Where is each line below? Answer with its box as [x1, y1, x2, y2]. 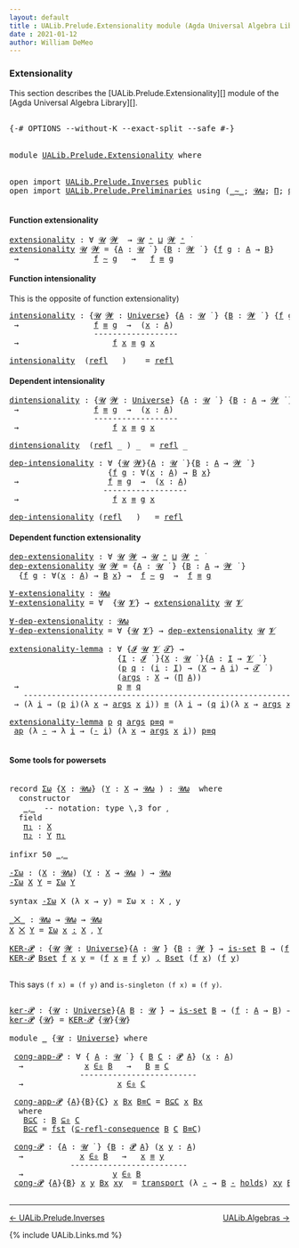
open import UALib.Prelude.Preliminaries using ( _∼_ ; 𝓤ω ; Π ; [9, 185, 284, 196]
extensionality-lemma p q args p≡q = [9, 717, 174, 727]
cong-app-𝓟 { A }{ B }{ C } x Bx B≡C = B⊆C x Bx [13, 1097, 203, 1106]
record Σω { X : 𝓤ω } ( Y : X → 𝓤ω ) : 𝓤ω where [9, 783, 223, 794]
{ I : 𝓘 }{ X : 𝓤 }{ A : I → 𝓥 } [117, 654, 268, 664]
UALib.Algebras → [222, 1212, 290, 1223]
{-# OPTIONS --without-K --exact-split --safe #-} [9, 123, 235, 134]
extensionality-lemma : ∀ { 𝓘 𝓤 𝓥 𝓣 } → [9, 644, 185, 655]
